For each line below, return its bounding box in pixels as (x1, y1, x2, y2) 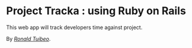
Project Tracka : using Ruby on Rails (6, 4, 187, 18)
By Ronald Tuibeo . (6, 35, 51, 42)
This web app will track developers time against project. (6, 24, 143, 31)
